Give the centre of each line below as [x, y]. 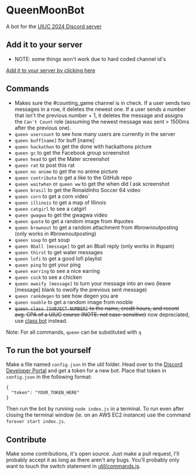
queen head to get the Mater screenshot [62, 159]
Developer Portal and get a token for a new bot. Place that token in [86, 371]
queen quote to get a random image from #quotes [74, 221]
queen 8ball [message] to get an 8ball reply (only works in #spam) [94, 246]
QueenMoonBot [45, 10]
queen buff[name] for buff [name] [54, 140]
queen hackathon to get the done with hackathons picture [83, 146]
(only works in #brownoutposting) [55, 233]
